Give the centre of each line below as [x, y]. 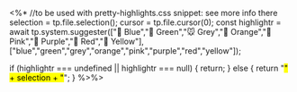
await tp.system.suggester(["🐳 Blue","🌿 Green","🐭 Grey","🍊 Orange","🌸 [140, 32]
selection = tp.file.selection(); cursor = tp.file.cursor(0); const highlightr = [145, 22]
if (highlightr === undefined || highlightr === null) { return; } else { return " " [148, 68]
